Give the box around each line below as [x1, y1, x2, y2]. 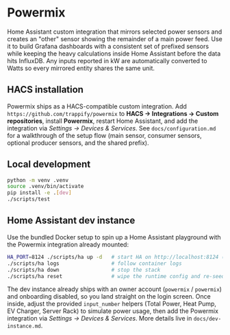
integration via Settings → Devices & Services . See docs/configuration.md [7, 124, 216, 132]
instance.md [7, 323, 41, 330]
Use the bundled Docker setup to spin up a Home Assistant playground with [7, 233, 221, 241]
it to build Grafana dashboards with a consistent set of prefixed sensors [7, 42, 209, 50]
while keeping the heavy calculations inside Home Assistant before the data [7, 49, 221, 58]
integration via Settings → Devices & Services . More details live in [7, 314, 192, 323]
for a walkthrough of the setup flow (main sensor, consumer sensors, [7, 131, 202, 139]
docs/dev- [193, 316, 222, 323]
